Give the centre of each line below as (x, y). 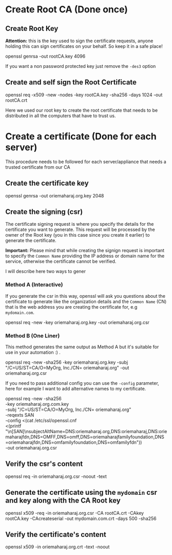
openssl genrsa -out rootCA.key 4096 (45, 56)
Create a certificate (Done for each (81, 136)
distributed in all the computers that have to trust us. (61, 115)
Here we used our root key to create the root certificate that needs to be (82, 110)
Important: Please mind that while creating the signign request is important (85, 250)
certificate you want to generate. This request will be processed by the (80, 229)
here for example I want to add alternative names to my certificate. (76, 388)
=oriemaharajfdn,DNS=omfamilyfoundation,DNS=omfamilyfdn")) (74, 442)
